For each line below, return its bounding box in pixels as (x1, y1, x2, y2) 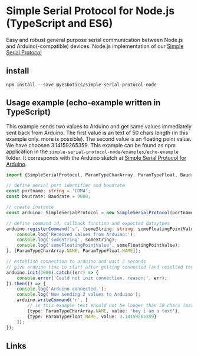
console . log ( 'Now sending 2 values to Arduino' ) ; (16, 292, 141, 298)
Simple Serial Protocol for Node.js (6, 4, 175, 18)
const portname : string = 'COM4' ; (6, 188, 91, 194)
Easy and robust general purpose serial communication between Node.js (6, 36, 183, 43)
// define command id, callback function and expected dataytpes (6, 220, 170, 226)
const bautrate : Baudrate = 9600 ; (6, 193, 91, 199)
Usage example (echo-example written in (6, 98, 161, 108)
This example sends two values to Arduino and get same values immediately (6, 122, 192, 130)
